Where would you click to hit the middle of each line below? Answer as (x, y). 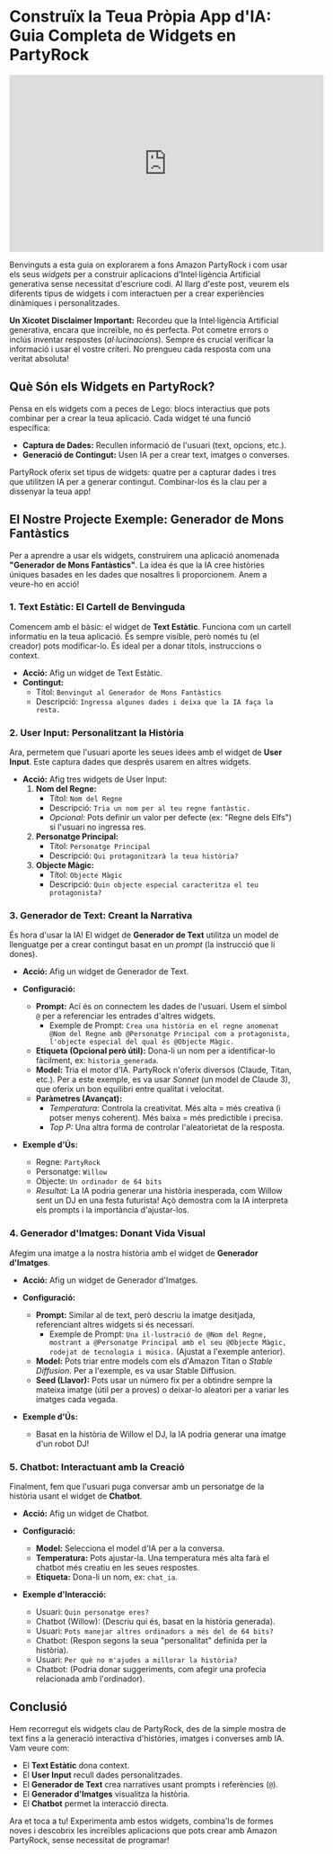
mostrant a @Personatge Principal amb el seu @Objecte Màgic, (168, 1342)
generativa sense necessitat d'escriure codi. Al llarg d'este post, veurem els (149, 283)
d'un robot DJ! (62, 1443)
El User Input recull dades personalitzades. (102, 1775)
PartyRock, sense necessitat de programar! (89, 1840)
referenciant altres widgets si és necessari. (115, 1324)
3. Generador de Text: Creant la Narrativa (101, 916)
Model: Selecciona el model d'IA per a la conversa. (130, 1548)
